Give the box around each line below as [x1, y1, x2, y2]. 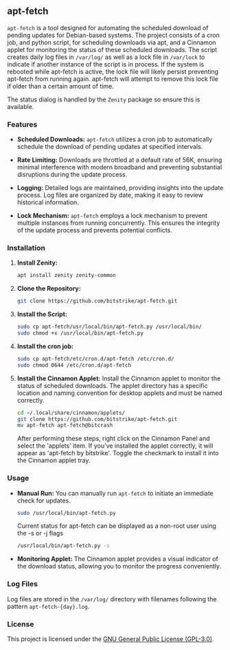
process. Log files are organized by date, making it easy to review [16, 191, 204, 200]
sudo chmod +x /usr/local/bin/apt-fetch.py [16, 330, 144, 337]
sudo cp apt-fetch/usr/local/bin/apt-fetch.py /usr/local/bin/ [16, 324, 203, 330]
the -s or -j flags [16, 529, 64, 538]
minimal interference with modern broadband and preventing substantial [16, 163, 222, 171]
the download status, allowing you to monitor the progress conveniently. [16, 562, 222, 570]
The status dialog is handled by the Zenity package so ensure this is [7, 95, 200, 104]
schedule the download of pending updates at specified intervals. [16, 143, 203, 151]
